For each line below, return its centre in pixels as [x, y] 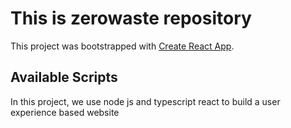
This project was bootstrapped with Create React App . [122, 46]
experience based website [65, 112]
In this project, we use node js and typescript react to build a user [145, 101]
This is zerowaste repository [131, 18]
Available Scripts [64, 77]
